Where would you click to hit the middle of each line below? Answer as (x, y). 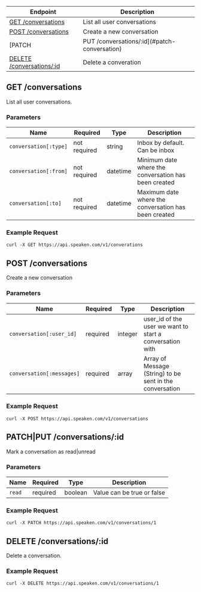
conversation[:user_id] (43, 334)
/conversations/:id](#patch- (136, 41)
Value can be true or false (129, 492)
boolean (76, 492)
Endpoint (43, 12)
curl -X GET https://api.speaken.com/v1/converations (75, 245)
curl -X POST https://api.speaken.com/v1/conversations (77, 418)
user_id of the (163, 318)
